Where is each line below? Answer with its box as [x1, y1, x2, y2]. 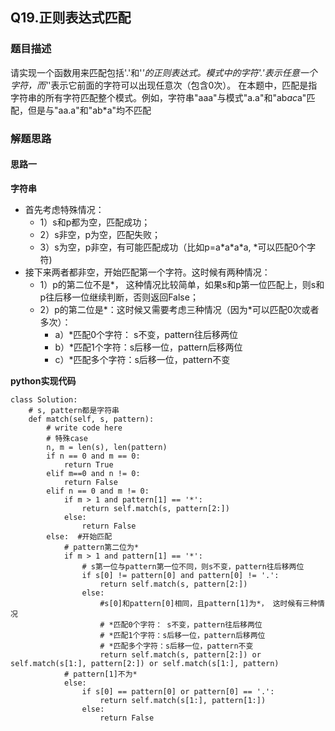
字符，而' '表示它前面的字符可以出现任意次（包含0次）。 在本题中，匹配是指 [10, 79, 318, 91]
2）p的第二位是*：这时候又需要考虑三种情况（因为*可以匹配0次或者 [39, 303, 320, 315]
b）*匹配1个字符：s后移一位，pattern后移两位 [54, 341, 243, 353]
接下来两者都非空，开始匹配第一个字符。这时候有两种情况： [24, 266, 271, 278]
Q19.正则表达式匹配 [10, 9, 132, 27]
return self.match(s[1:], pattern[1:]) [99, 695, 267, 705]
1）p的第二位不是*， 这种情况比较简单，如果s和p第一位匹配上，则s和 [39, 278, 325, 290]
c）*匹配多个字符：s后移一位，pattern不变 [54, 353, 231, 365]
